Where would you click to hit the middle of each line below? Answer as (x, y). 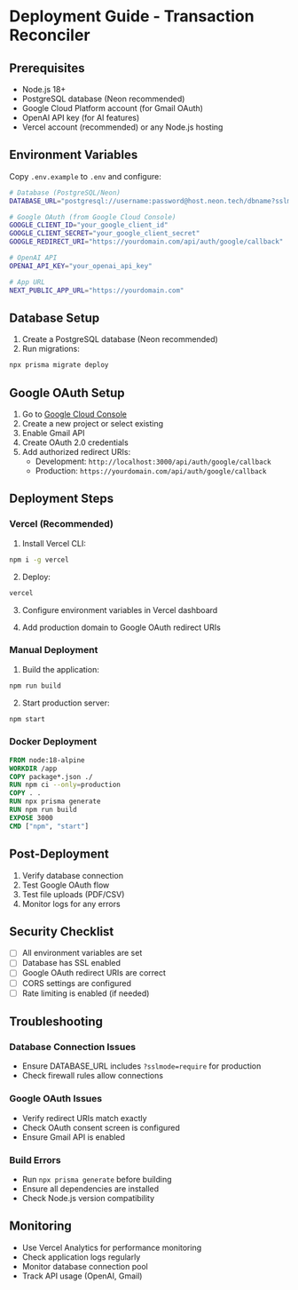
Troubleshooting (56, 1022)
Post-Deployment (59, 854)
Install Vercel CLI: (54, 543)
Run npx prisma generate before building (97, 1179)
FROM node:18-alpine (47, 760)
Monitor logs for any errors (71, 904)
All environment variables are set (82, 953)
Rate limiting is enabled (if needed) (86, 993)
